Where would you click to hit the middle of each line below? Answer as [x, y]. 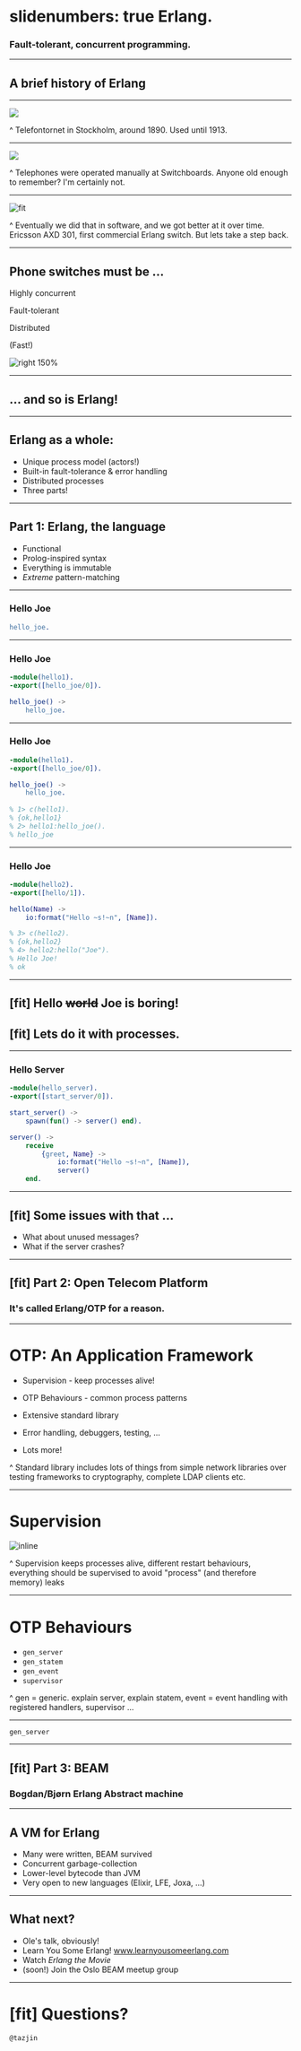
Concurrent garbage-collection [80, 1864]
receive [39, 1145]
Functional [42, 548]
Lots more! [42, 1449]
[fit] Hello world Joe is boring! [94, 1003]
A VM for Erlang [55, 1833]
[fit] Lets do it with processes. [95, 1034]
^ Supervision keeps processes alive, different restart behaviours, [130, 1563]
